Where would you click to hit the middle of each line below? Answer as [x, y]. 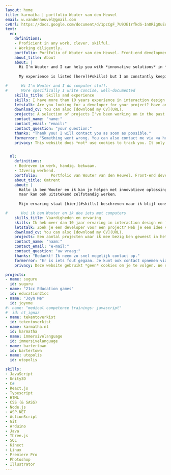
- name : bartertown [26, 346]
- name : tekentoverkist [31, 317]
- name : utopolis [24, 355]
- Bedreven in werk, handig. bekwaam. [55, 166]
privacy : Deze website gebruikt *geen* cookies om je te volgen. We [89, 265]
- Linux [13, 450]
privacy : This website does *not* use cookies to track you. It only [90, 143]
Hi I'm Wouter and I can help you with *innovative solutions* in [91, 67]
